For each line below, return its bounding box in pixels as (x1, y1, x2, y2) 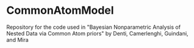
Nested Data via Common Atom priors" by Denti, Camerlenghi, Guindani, (6, 29, 189, 37)
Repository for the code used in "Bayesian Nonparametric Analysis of (6, 23, 181, 31)
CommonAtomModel (6, 4, 114, 17)
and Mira (6, 36, 29, 43)
